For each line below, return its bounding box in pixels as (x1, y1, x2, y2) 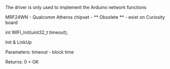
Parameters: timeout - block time (5, 49, 74, 55)
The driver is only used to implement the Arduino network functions (5, 5, 147, 10)
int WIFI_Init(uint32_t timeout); (5, 29, 69, 35)
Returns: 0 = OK (5, 59, 39, 65)
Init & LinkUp (5, 39, 32, 45)
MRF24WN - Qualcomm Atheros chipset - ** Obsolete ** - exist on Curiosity (5, 14, 165, 20)
